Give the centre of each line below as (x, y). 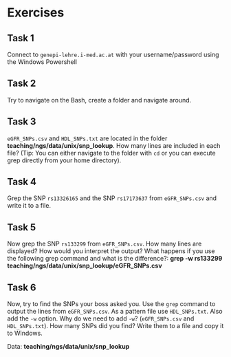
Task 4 (22, 182)
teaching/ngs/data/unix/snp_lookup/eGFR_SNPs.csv (85, 266)
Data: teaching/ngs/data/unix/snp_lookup (68, 347)
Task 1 (21, 38)
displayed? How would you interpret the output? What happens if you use (111, 251)
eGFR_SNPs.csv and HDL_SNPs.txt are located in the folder (87, 138)
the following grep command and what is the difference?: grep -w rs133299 (115, 259)
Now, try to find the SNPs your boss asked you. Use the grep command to (111, 304)
